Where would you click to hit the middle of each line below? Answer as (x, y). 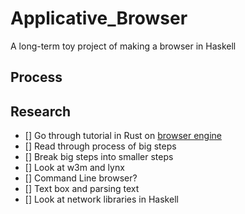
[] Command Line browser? (81, 178)
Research (41, 111)
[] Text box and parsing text (82, 189)
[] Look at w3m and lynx (74, 168)
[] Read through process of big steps (100, 146)
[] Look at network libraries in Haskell (101, 199)
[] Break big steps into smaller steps (99, 157)
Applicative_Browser (99, 18)
